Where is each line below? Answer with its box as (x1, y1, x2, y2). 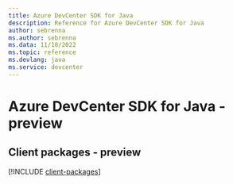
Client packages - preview (8, 146, 142, 159)
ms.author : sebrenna (8, 33, 77, 42)
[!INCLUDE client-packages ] (8, 167, 101, 176)
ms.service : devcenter (8, 63, 83, 71)
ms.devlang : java (8, 56, 66, 64)
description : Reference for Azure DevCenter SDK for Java (8, 19, 204, 27)
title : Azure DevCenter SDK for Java (8, 11, 134, 20)
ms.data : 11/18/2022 (8, 41, 77, 49)
